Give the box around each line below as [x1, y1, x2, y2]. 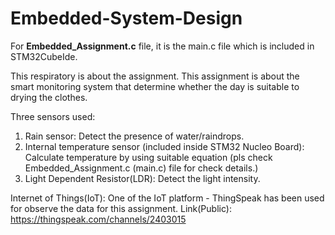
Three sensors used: [10, 110, 96, 122]
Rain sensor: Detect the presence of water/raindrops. [24, 130, 245, 142]
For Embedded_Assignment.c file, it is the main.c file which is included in [10, 40, 315, 52]
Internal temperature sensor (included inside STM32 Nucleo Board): [24, 140, 305, 152]
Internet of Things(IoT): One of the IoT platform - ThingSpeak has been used [10, 192, 325, 204]
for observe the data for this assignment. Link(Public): [10, 202, 232, 214]
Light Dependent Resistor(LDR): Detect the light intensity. [24, 172, 261, 184]
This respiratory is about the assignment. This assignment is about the [10, 70, 300, 82]
